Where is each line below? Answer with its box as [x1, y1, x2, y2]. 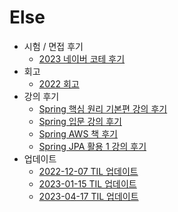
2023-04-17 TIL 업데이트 [38, 190, 139, 202]
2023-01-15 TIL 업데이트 [38, 177, 137, 190]
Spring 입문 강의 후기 [38, 115, 122, 127]
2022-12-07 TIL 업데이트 [38, 165, 139, 177]
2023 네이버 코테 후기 [38, 52, 126, 65]
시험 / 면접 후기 [23, 40, 84, 52]
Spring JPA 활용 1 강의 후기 [38, 140, 147, 152]
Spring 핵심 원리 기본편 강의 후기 [38, 102, 168, 115]
